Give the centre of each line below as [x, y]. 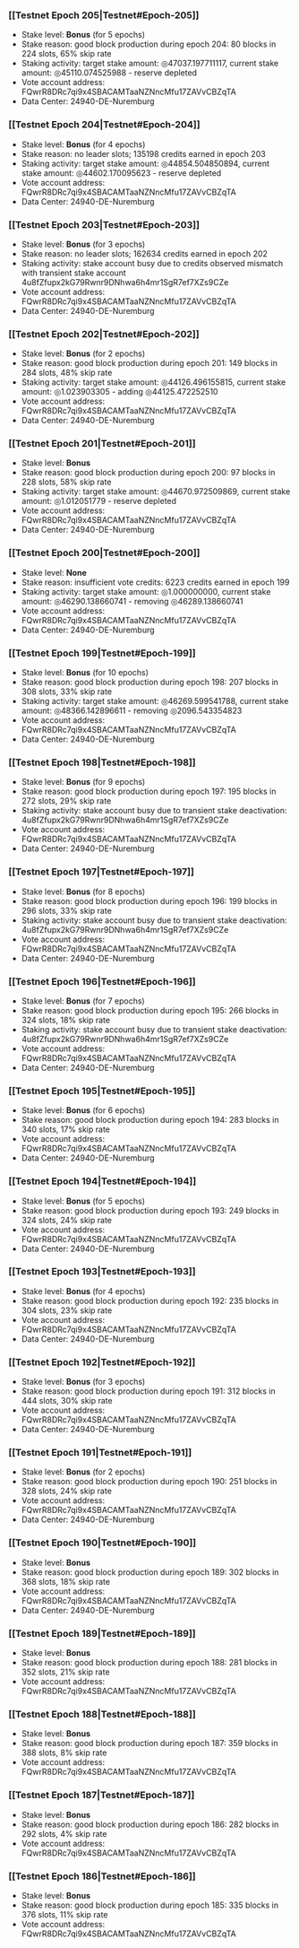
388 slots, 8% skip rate [64, 1752]
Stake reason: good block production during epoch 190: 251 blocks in [149, 1482]
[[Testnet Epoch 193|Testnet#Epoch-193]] [102, 1272]
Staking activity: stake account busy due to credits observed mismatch [152, 263]
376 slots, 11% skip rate [64, 1914]
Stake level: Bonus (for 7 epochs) [83, 1001]
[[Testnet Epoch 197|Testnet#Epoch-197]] [101, 872]
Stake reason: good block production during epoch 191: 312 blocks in [148, 1391]
